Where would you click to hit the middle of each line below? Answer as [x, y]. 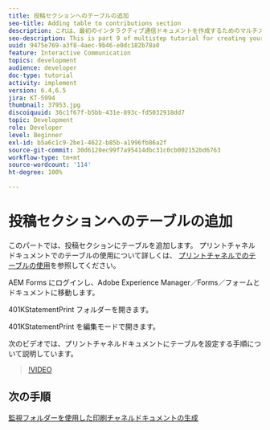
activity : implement [43, 83]
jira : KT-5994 [32, 98]
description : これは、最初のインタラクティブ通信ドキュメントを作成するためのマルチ [133, 30]
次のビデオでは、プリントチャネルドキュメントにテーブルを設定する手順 [128, 343]
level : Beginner [35, 135]
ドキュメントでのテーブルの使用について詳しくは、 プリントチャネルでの [129, 255]
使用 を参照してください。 [78, 265]
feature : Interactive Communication [70, 53]
